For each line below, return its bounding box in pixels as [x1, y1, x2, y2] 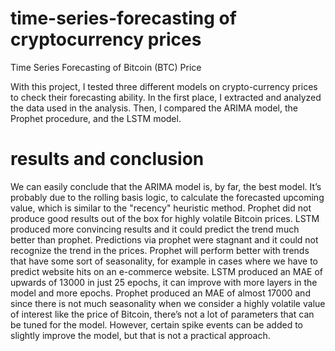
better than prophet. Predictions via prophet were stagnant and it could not [10, 233, 319, 246]
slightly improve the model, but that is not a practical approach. [10, 329, 271, 341]
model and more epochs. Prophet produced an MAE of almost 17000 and [10, 287, 311, 299]
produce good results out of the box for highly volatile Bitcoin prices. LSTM [10, 212, 320, 224]
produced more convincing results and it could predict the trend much [10, 223, 300, 235]
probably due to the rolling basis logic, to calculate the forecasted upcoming [10, 191, 325, 203]
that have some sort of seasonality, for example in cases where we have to [10, 255, 318, 267]
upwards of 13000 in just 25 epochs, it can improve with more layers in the [10, 276, 318, 288]
